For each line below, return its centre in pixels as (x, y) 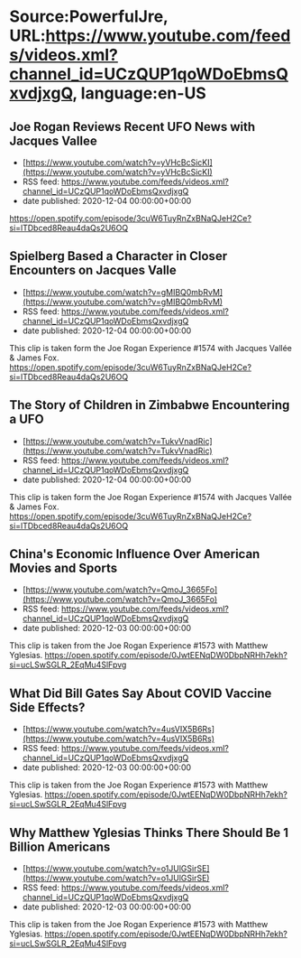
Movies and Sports (64, 568)
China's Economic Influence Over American (135, 554)
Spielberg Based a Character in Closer (119, 256)
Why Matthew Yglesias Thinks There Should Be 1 (149, 832)
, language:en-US (139, 93)
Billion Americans (60, 846)
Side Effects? (47, 707)
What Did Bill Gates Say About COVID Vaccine (141, 693)
